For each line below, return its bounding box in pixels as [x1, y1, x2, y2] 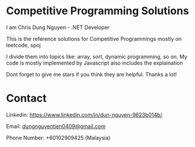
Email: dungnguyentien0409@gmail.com [6, 123, 106, 130]
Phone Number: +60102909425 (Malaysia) [6, 134, 111, 141]
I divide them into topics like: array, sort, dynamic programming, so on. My [6, 53, 188, 60]
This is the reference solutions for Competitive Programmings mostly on [6, 35, 182, 42]
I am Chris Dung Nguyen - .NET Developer [6, 24, 110, 31]
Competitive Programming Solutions [6, 4, 190, 18]
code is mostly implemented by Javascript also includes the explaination [6, 59, 183, 66]
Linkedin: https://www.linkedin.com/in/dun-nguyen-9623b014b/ [6, 111, 162, 118]
